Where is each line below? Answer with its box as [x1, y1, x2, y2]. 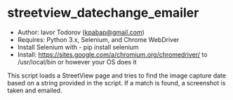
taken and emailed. [7, 86, 62, 94]
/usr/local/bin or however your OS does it [17, 57, 137, 66]
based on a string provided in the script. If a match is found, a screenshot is [7, 78, 226, 87]
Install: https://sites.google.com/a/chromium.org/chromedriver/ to [17, 50, 208, 59]
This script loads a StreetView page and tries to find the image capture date [7, 71, 227, 80]
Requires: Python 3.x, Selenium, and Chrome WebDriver [17, 35, 180, 43]
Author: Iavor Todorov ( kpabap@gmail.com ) [17, 28, 145, 36]
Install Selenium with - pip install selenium [17, 43, 139, 51]
